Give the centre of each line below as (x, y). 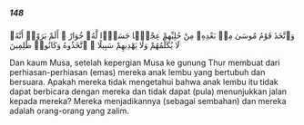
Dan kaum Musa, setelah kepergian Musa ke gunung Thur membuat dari (145, 62)
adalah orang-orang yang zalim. (70, 111)
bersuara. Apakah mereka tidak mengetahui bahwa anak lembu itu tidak (144, 82)
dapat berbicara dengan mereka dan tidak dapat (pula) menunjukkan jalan (148, 91)
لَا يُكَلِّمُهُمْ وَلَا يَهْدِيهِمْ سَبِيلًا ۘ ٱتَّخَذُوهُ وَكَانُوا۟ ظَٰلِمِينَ (95, 44)
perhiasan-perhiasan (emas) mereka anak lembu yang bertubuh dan (137, 72)
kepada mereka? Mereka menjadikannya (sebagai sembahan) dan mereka (148, 101)
